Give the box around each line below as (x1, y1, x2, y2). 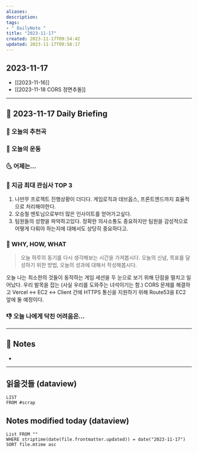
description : (6, 14, 38, 20)
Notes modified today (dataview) (6, 416, 130, 426)
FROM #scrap (6, 400, 35, 406)
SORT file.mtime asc (6, 442, 57, 448)
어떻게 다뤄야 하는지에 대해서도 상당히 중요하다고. (14, 225, 128, 232)
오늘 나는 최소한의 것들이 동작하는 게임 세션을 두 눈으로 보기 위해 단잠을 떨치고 (6, 274, 186, 281)
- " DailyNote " (6, 25, 46, 31)
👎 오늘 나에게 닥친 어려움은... (6, 313, 85, 321)
